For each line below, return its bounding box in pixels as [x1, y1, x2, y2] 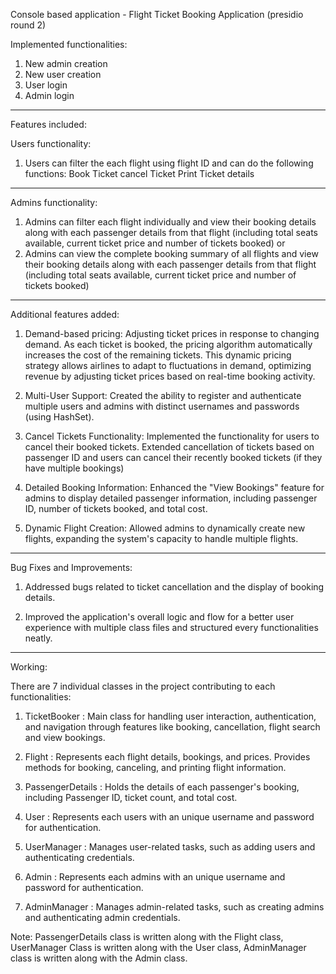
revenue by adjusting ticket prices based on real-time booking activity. [24, 370, 316, 382]
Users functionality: [10, 138, 92, 149]
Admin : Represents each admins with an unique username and [24, 871, 286, 883]
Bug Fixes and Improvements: [10, 562, 133, 573]
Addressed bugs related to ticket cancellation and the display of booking [24, 581, 325, 593]
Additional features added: [10, 309, 120, 320]
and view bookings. [24, 732, 106, 743]
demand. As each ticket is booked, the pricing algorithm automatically [24, 339, 313, 350]
